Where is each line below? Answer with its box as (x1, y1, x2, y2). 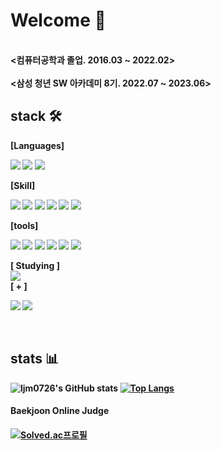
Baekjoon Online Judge (10, 405, 110, 417)
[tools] (10, 219, 39, 231)
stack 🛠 (10, 108, 62, 125)
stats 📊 (10, 350, 60, 368)
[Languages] (10, 139, 65, 151)
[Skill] (10, 179, 36, 191)
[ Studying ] (10, 259, 60, 271)
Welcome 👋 (10, 9, 107, 32)
